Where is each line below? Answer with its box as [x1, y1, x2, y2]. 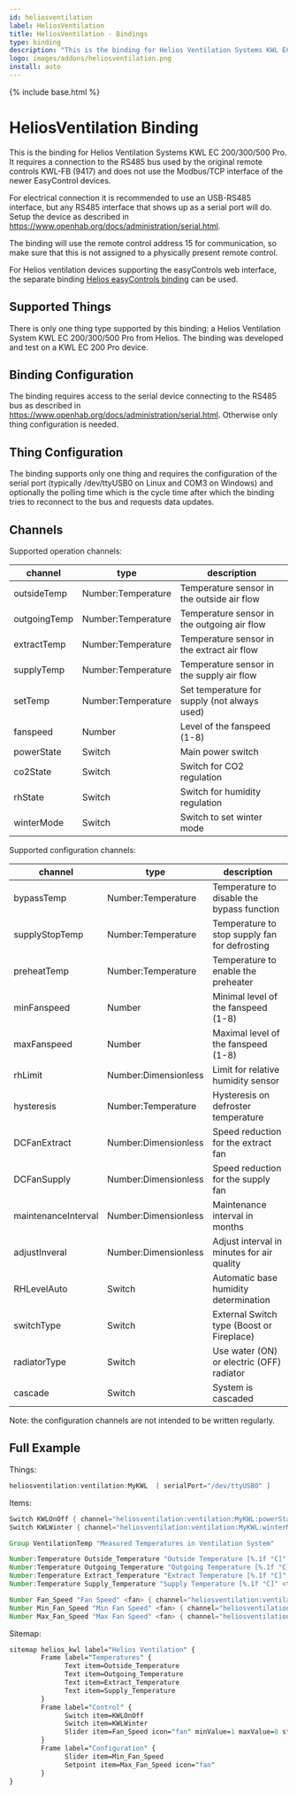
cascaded [211, 1393, 254, 1405]
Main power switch [179, 746, 259, 758]
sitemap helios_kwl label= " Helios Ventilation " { [9, 1645, 196, 1654]
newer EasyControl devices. [9, 175, 111, 186]
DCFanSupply [13, 1173, 71, 1185]
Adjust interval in [211, 1235, 283, 1247]
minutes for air [211, 1246, 273, 1259]
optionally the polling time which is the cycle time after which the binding [9, 487, 275, 498]
